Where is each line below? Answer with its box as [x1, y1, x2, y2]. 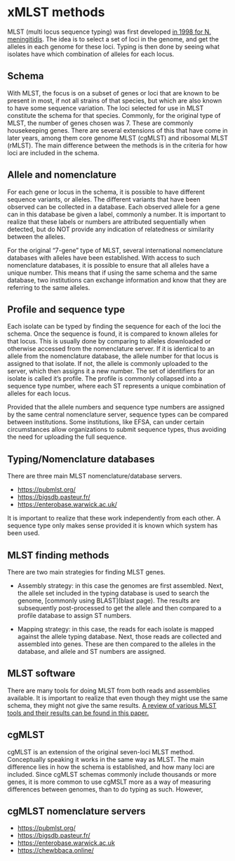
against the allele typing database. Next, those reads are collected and [17, 633, 222, 640]
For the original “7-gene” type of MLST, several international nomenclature [7, 246, 223, 254]
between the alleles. [7, 232, 65, 241]
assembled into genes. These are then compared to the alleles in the [17, 640, 216, 648]
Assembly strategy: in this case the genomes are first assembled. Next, [17, 581, 224, 590]
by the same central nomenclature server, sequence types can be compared [7, 410, 229, 419]
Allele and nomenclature [7, 169, 117, 181]
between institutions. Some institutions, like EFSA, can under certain [7, 418, 205, 426]
